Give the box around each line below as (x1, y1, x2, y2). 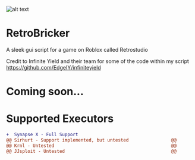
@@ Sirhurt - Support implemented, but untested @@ (6, 137, 177, 143)
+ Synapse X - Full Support (6, 131, 78, 138)
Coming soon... (6, 85, 84, 98)
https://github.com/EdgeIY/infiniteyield (6, 64, 101, 71)
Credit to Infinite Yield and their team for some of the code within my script (6, 57, 189, 65)
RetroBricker (6, 27, 70, 40)
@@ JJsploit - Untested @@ (6, 148, 177, 154)
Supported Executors (6, 112, 114, 126)
